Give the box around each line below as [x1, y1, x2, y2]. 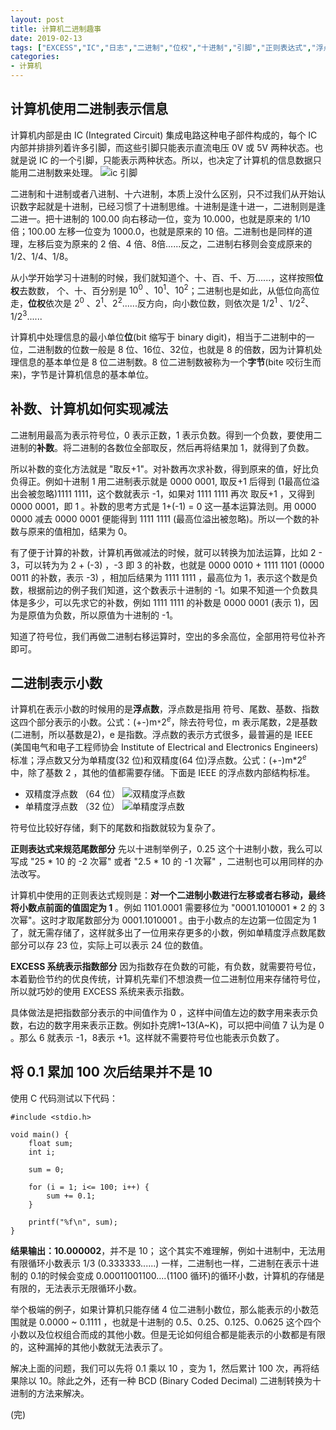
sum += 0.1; [46, 1191, 97, 1201]
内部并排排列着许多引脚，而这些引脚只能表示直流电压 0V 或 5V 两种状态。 [10, 141, 315, 153]
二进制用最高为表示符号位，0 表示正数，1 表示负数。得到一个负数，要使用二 [10, 429, 323, 441]
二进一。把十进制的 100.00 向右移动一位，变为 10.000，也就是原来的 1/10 [10, 212, 311, 225]
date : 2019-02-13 [10, 33, 83, 43]
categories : [10, 52, 60, 62]
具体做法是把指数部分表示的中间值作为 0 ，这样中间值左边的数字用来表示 [10, 1006, 310, 1018]
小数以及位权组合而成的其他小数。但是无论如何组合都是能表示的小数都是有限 [10, 1328, 326, 1340]
